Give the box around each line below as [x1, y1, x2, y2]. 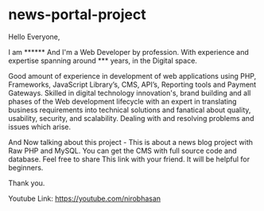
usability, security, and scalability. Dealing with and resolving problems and [8, 113, 254, 123]
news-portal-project [8, 6, 146, 24]
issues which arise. [8, 122, 72, 131]
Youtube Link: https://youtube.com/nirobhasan [8, 193, 161, 203]
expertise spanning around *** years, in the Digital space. [8, 56, 197, 65]
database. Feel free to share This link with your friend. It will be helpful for [8, 154, 250, 164]
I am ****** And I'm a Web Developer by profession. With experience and [8, 47, 249, 57]
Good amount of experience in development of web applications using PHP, [8, 71, 257, 80]
